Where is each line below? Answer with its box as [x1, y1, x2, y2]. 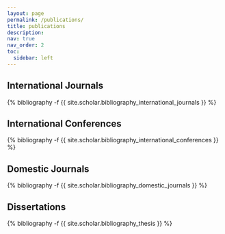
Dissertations [7, 201, 66, 213]
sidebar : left [13, 55, 53, 62]
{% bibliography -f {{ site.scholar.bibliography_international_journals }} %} [7, 98, 217, 106]
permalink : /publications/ [7, 16, 84, 23]
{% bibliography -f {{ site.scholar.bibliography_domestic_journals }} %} [7, 181, 207, 190]
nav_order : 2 [7, 42, 44, 49]
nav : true [7, 36, 36, 42]
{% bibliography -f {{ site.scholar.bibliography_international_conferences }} [7, 136, 219, 144]
